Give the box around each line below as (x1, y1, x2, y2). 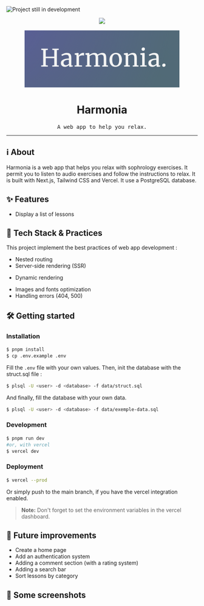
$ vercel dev (6, 448, 39, 454)
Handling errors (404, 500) (15, 292, 83, 300)
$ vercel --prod (6, 477, 47, 483)
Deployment (6, 463, 44, 471)
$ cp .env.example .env (6, 353, 67, 359)
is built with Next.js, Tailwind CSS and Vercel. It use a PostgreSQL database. (6, 176, 197, 184)
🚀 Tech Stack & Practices (6, 228, 103, 238)
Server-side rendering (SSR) (15, 262, 86, 270)
